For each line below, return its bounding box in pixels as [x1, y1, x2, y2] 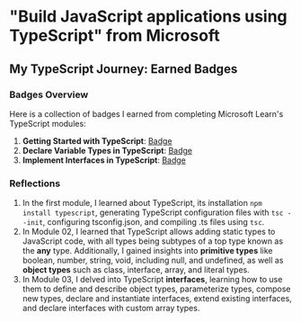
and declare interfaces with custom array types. [22, 303, 200, 314]
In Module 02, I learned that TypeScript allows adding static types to [22, 227, 276, 237]
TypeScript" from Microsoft [9, 25, 220, 46]
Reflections [9, 177, 61, 190]
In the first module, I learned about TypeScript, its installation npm [22, 198, 262, 209]
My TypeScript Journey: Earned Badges [9, 61, 238, 76]
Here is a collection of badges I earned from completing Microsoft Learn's [9, 108, 284, 119]
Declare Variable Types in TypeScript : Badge [22, 145, 193, 156]
